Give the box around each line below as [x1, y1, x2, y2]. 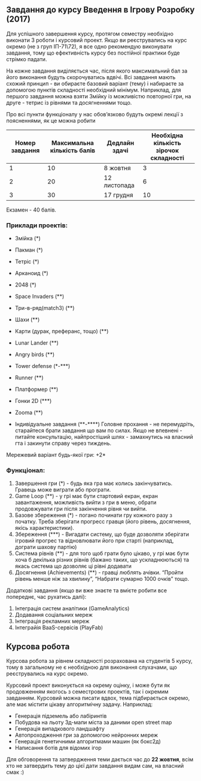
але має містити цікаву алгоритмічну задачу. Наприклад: [6, 701, 153, 708]
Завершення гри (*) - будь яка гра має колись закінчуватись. [14, 480, 173, 487]
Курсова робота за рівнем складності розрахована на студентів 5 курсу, [6, 658, 193, 665]
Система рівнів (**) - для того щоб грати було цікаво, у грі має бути [14, 550, 189, 557]
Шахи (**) [14, 316, 40, 323]
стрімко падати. [6, 55, 47, 62]
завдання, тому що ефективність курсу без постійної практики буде [6, 49, 180, 56]
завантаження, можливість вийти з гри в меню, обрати [14, 499, 157, 506]
